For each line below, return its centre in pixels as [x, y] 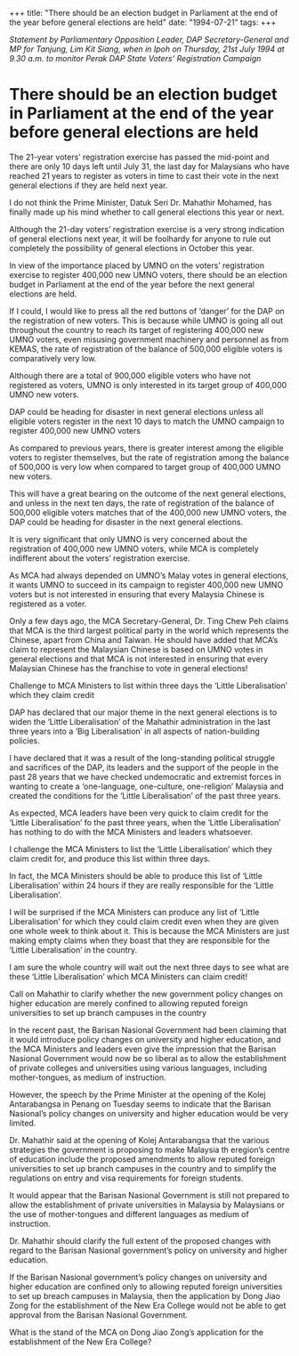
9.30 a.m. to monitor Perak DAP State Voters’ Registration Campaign [135, 58]
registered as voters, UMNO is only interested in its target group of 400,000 [148, 385]
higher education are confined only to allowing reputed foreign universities [146, 1287]
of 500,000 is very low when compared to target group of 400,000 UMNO [145, 467]
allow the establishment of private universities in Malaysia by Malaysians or [147, 1205]
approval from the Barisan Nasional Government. [99, 1315]
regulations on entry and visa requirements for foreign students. [126, 1178]
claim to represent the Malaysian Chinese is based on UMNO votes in [136, 649]
